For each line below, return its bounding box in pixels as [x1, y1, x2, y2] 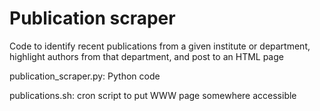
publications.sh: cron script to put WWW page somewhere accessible [9, 89, 297, 101]
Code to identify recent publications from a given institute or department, [9, 40, 311, 52]
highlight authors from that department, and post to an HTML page [9, 50, 284, 62]
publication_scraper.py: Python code [9, 70, 161, 82]
